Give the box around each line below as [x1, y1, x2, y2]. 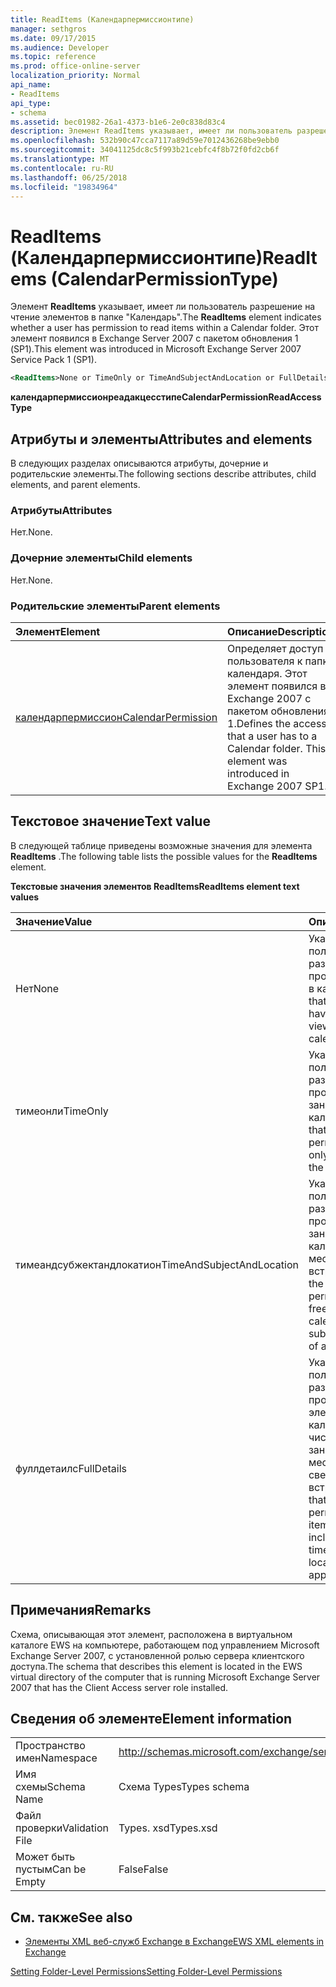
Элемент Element [15, 624, 101, 638]
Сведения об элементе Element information [10, 1710, 293, 1727]
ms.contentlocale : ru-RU [10, 163, 114, 173]
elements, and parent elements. [10, 479, 141, 490]
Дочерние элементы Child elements [10, 551, 193, 565]
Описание [227, 624, 278, 638]
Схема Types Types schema [118, 1780, 250, 1794]
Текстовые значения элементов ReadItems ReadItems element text [10, 880, 300, 892]
